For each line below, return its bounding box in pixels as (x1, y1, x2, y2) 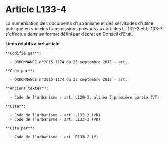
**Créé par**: (5, 68, 35, 73)
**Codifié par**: (5, 51, 42, 56)
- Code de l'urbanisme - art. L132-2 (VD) (10, 112, 101, 117)
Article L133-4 (5, 4, 67, 15)
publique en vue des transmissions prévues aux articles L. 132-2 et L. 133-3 (5, 25, 163, 31)
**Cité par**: (5, 125, 35, 131)
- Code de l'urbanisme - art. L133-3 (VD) (10, 117, 101, 122)
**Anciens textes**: (5, 86, 49, 91)
